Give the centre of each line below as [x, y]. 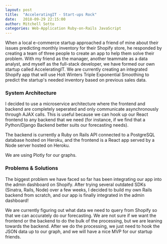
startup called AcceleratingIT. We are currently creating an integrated [77, 69]
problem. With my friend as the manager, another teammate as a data [77, 59]
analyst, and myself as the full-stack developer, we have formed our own [80, 64]
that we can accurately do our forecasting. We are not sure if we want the [81, 215]
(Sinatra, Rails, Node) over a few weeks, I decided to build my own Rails [79, 190]
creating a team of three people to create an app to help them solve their [80, 54]
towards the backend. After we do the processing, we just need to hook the [83, 226]
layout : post [19, 10]
